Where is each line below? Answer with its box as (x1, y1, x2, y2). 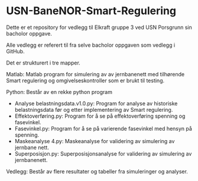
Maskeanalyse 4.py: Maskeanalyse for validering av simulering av (14, 137, 175, 144)
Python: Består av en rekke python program (6, 88, 112, 95)
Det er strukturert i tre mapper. (6, 59, 81, 66)
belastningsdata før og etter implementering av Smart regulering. (14, 106, 173, 113)
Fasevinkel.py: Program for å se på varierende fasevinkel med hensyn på (14, 125, 192, 132)
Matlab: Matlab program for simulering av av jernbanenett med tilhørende (6, 70, 185, 77)
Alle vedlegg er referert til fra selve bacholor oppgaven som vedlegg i (6, 41, 176, 49)
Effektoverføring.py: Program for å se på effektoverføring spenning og (14, 112, 186, 119)
